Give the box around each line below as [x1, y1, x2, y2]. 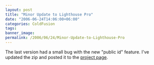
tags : [5, 26, 17, 31]
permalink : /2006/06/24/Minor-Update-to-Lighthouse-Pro [5, 35, 125, 40]
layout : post [5, 7, 33, 12]
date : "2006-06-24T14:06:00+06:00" [5, 16, 80, 21]
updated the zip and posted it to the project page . [5, 54, 108, 60]
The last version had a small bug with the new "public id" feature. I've [5, 48, 149, 55]
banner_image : [5, 30, 35, 35]
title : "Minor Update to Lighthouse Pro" [5, 12, 94, 17]
